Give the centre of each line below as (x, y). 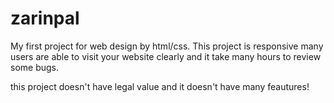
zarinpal (45, 18)
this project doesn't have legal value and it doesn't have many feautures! (160, 86)
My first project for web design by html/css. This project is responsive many (167, 46)
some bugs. (35, 67)
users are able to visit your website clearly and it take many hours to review (166, 56)
